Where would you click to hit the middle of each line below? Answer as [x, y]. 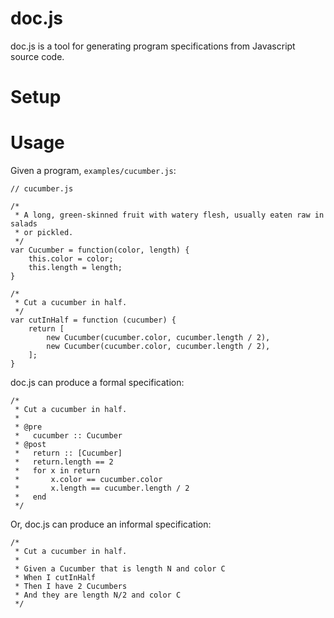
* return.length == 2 [64, 462]
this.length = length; [75, 268]
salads [24, 224]
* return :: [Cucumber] [68, 453]
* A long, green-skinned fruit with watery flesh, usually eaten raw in [169, 215]
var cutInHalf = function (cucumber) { [93, 320]
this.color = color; [71, 259]
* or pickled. [44, 233]
